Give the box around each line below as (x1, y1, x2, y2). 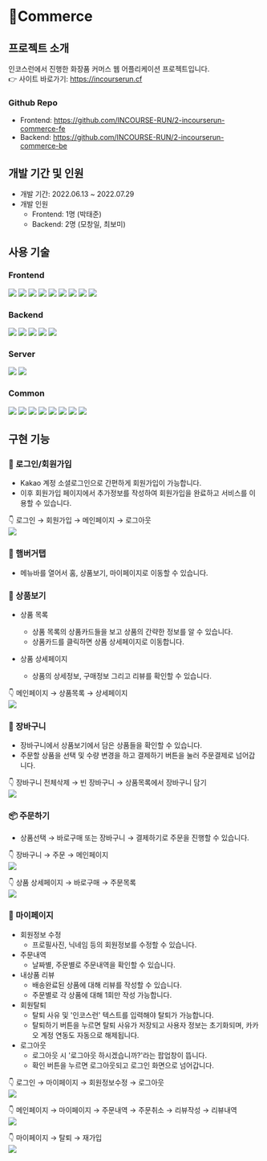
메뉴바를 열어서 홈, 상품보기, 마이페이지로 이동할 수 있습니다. (19, 568, 208, 577)
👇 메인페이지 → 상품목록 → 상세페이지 (8, 687, 128, 698)
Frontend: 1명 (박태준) (31, 209, 102, 219)
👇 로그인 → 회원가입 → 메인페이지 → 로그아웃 (8, 515, 152, 525)
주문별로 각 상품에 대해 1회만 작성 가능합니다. (31, 990, 172, 999)
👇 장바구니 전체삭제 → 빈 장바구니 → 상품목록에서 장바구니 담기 (8, 777, 207, 787)
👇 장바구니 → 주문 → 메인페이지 (8, 850, 109, 859)
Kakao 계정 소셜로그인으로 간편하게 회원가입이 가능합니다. (19, 478, 202, 488)
